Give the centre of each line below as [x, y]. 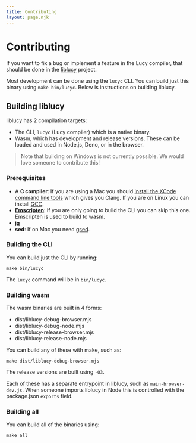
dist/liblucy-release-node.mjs [51, 339]
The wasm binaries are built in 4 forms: [54, 308]
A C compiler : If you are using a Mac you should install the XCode [95, 191]
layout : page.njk [28, 17]
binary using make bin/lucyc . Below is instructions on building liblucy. [91, 88]
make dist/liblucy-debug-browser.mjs [53, 361]
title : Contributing [32, 12]
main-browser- [167, 384]
